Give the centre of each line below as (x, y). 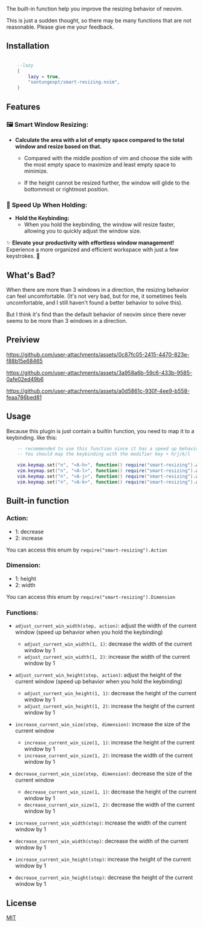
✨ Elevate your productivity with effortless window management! (90, 243)
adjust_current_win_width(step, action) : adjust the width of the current (106, 626)
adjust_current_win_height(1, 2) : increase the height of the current (109, 706)
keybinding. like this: (32, 437)
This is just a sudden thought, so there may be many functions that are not (99, 20)
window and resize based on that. (58, 146)
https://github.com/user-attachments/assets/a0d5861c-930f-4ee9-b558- (98, 391)
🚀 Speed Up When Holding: (47, 204)
